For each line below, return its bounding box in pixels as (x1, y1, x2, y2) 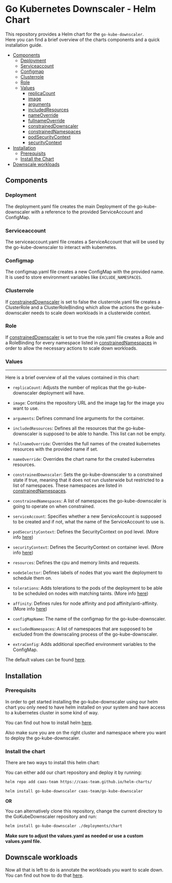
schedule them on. (12, 575, 52, 581)
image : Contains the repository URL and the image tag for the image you (12, 400, 164, 406)
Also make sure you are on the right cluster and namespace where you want (5, 729, 166, 735)
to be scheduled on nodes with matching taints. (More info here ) (12, 590, 148, 597)
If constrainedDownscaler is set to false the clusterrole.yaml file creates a (5, 299, 160, 305)
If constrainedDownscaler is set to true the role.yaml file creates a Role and (5, 334, 164, 340)
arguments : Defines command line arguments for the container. (12, 415, 145, 422)
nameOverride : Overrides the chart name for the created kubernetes (12, 456, 155, 462)
